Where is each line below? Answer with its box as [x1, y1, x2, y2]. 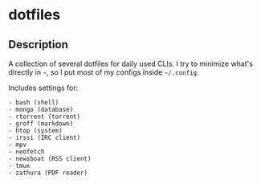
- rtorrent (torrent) [8, 112, 81, 121]
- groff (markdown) [8, 120, 74, 128]
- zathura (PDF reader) [8, 169, 88, 177]
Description [8, 38, 68, 51]
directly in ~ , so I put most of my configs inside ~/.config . [8, 67, 199, 77]
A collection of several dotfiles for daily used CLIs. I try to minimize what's [8, 59, 253, 68]
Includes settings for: [8, 83, 79, 92]
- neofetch [8, 148, 45, 156]
